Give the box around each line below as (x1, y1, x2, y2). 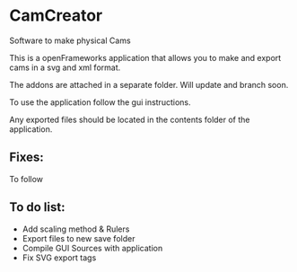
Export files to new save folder (22, 233, 135, 243)
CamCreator (9, 5, 103, 26)
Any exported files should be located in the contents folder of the (9, 114, 250, 125)
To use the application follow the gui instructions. (9, 96, 191, 108)
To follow (9, 173, 43, 184)
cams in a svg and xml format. (9, 62, 121, 73)
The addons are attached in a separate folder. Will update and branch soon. (9, 79, 289, 90)
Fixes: (9, 150, 45, 165)
